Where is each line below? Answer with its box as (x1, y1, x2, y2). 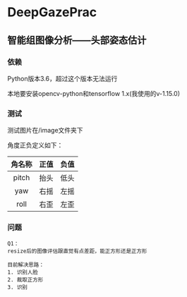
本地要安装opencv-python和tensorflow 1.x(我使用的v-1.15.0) (7, 89, 181, 97)
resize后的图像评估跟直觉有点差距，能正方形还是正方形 (7, 248, 147, 255)
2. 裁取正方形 (7, 277, 44, 284)
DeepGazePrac (7, 4, 97, 20)
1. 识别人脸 (7, 269, 39, 276)
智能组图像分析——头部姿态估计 (7, 34, 147, 46)
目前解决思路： (7, 262, 44, 269)
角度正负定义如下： (7, 141, 64, 150)
